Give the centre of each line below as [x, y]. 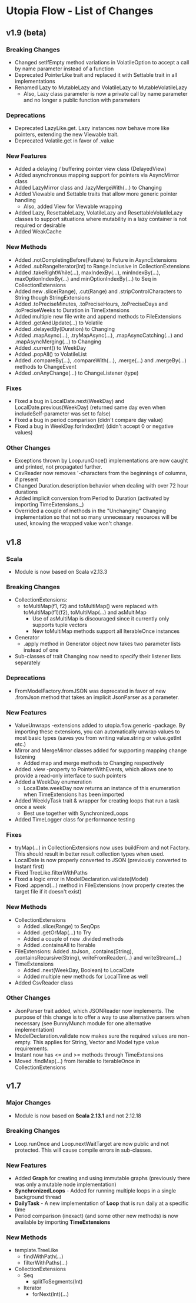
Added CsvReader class [44, 983]
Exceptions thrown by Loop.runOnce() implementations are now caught [101, 461]
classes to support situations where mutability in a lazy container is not [101, 219]
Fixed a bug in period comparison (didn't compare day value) [89, 420]
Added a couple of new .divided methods [73, 938]
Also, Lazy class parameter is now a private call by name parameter [105, 93]
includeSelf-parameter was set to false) [62, 414]
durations [26, 492]
